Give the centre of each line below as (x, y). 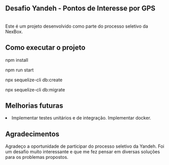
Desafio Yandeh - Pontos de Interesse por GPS (80, 8)
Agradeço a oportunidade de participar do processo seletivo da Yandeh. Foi (85, 146)
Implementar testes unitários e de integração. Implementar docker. (82, 118)
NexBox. (14, 31)
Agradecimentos (32, 134)
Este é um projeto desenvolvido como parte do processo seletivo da (77, 26)
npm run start (20, 70)
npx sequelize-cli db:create (34, 80)
